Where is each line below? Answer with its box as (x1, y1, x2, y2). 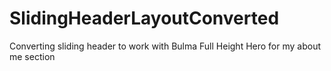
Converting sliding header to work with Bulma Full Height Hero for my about (9, 40, 322, 52)
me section (9, 50, 56, 62)
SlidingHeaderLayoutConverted (9, 7, 280, 30)
